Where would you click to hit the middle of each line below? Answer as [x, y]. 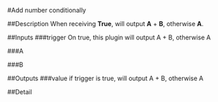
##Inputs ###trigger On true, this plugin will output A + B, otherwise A [109, 37]
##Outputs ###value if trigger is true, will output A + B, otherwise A [105, 78]
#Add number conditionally [47, 10]
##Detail [20, 92]
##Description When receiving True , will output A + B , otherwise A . [105, 24]
